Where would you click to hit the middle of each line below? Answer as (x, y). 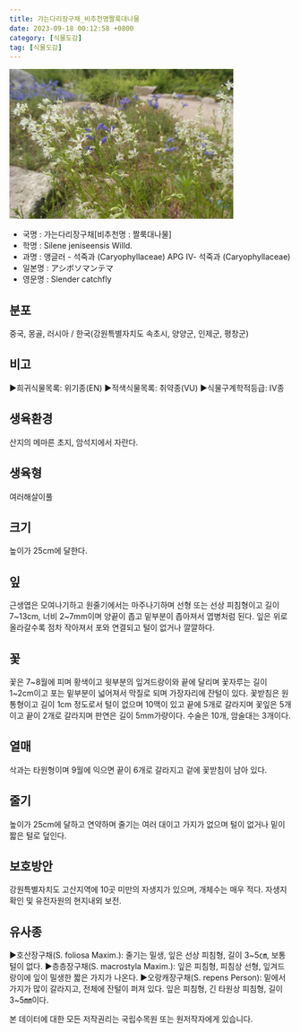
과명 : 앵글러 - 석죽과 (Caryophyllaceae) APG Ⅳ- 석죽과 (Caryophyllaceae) (156, 257)
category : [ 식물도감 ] (46, 38)
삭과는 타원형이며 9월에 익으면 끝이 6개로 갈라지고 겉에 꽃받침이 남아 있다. (138, 770)
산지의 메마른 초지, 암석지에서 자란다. (74, 442)
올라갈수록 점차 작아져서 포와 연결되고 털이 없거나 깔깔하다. (112, 627)
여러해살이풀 (31, 496)
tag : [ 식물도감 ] (36, 48)
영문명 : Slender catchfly (67, 279)
